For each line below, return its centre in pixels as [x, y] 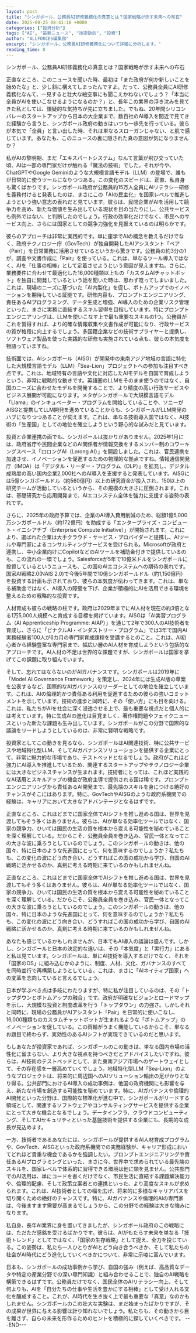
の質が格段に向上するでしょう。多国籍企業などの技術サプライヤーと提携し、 [98, 331]
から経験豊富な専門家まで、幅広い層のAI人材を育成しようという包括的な [103, 644]
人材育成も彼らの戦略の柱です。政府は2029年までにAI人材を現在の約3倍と [95, 608]
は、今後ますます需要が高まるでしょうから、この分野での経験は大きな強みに [98, 1205]
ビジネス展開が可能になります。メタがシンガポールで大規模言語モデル [90, 395]
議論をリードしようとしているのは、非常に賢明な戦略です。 [77, 730]
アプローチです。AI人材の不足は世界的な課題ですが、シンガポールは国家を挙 [98, 652]
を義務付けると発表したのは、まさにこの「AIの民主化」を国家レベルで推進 [95, 194]
